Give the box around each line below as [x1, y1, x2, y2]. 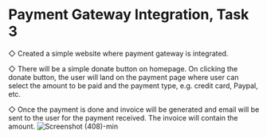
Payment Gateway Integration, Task [8, 6, 249, 24]
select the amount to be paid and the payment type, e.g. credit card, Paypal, [8, 81, 259, 90]
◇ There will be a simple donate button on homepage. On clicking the [8, 63, 238, 73]
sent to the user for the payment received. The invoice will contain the [8, 113, 238, 122]
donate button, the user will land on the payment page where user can [8, 72, 239, 82]
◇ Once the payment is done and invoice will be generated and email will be [8, 105, 260, 114]
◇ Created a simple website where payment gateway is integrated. [8, 48, 229, 58]
